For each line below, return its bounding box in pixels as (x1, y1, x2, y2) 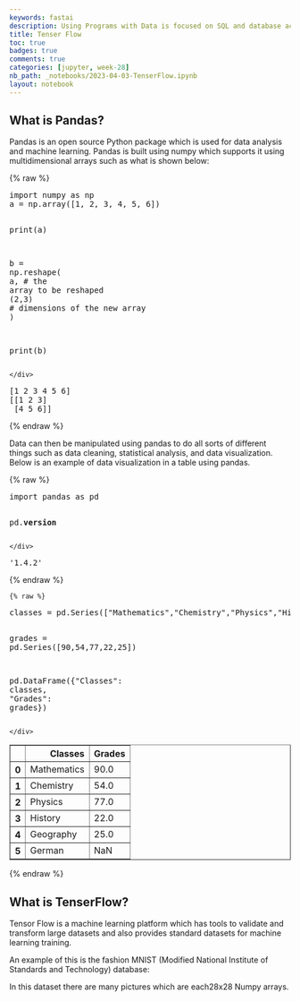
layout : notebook (9, 80, 74, 89)
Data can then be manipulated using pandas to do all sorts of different (9, 438, 267, 449)
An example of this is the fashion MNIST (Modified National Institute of (9, 954, 269, 965)
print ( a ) (9, 225, 47, 235)
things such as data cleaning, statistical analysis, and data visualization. (9, 448, 273, 458)
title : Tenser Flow (9, 30, 82, 38)
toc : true (9, 38, 46, 47)
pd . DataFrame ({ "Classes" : (9, 676, 123, 686)
